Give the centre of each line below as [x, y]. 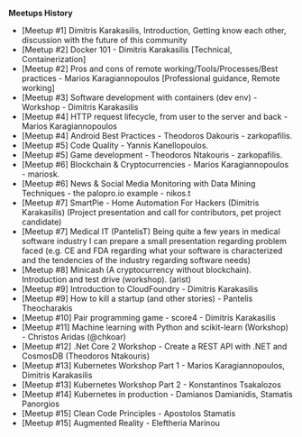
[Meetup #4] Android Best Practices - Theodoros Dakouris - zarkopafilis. [157, 136]
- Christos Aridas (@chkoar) [74, 337]
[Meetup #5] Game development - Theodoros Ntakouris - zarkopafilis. [152, 155]
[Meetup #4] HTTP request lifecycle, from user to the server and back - [155, 117]
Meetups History [41, 13]
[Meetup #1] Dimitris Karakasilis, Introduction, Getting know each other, [154, 30]
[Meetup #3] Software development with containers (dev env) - [139, 97]
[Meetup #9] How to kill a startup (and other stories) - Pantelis [137, 298]
